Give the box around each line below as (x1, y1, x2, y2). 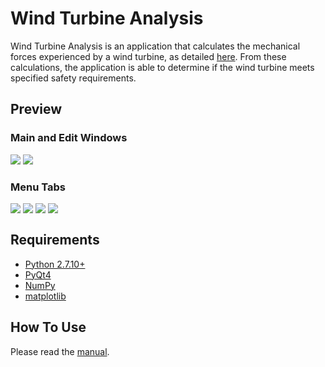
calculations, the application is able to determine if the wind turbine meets (10, 61, 315, 73)
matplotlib (24, 290, 67, 302)
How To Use (10, 319, 87, 336)
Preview (10, 101, 63, 118)
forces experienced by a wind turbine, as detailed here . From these (10, 50, 287, 62)
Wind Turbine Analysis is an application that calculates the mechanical (10, 40, 301, 52)
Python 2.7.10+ (24, 258, 86, 270)
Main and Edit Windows (10, 131, 128, 145)
